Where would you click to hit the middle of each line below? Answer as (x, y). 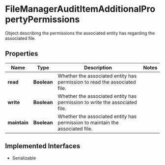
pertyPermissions (42, 19)
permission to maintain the (88, 122)
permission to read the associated (97, 82)
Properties (22, 54)
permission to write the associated (97, 102)
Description (98, 67)
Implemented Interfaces (43, 146)
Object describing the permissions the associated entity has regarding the (80, 33)
